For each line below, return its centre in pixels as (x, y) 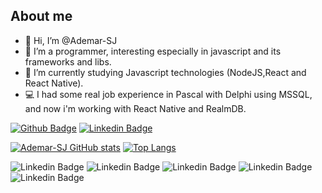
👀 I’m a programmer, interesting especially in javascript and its (153, 51)
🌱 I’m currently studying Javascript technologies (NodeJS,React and (165, 72)
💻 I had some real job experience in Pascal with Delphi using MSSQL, (168, 94)
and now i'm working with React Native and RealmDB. (135, 108)
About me (41, 16)
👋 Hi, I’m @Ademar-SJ (71, 40)
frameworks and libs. (68, 61)
